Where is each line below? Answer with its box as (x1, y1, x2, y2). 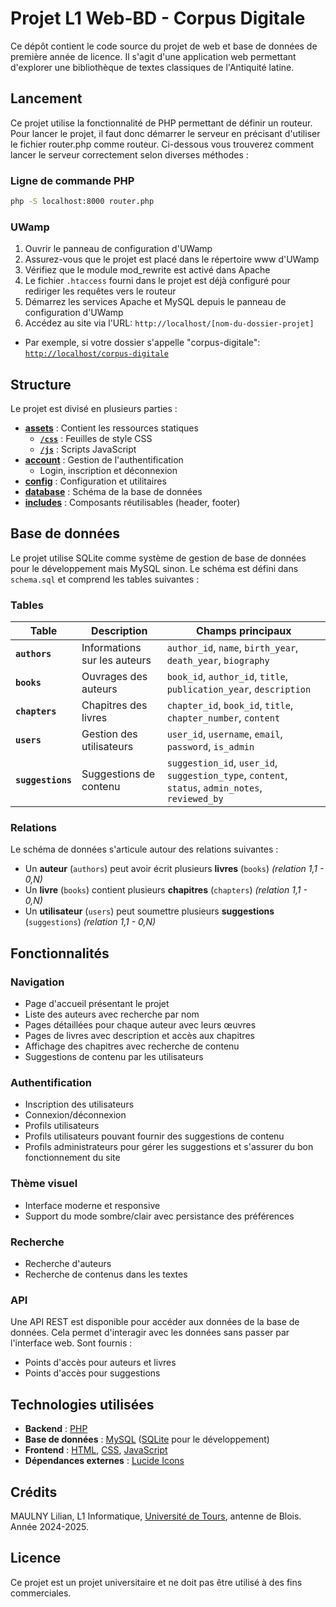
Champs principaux (196, 624, 292, 638)
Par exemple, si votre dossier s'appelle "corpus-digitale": (24, 337, 261, 349)
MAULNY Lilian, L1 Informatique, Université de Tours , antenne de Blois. (10, 1510, 302, 1522)
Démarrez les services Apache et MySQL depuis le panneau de (24, 296, 287, 308)
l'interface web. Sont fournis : (10, 1337, 133, 1349)
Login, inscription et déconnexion (39, 465, 178, 477)
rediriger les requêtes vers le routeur (24, 285, 177, 297)
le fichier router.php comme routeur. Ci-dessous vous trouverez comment (10, 138, 314, 150)
